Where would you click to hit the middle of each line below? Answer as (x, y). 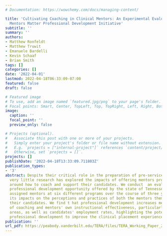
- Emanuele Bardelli (27, 51)
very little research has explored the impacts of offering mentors (82, 180)
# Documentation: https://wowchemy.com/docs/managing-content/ (72, 10)
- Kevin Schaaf (21, 56)
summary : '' (17, 33)
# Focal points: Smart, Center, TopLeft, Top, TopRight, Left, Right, (80, 106)
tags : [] (14, 65)
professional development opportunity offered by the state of (76, 189)
